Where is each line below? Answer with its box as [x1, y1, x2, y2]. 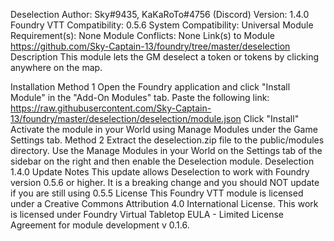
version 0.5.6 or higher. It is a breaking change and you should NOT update [10, 177, 320, 188]
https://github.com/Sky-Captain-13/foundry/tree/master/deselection [10, 40, 291, 52]
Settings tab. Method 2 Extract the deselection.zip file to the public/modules [10, 134, 325, 146]
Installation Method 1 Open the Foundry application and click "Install [10, 81, 291, 93]
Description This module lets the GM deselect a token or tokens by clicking [10, 51, 320, 63]
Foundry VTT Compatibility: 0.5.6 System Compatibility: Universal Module [10, 19, 314, 31]
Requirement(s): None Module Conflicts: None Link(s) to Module [10, 30, 275, 41]
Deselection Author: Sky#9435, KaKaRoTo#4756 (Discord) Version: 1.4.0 [10, 9, 310, 20]
